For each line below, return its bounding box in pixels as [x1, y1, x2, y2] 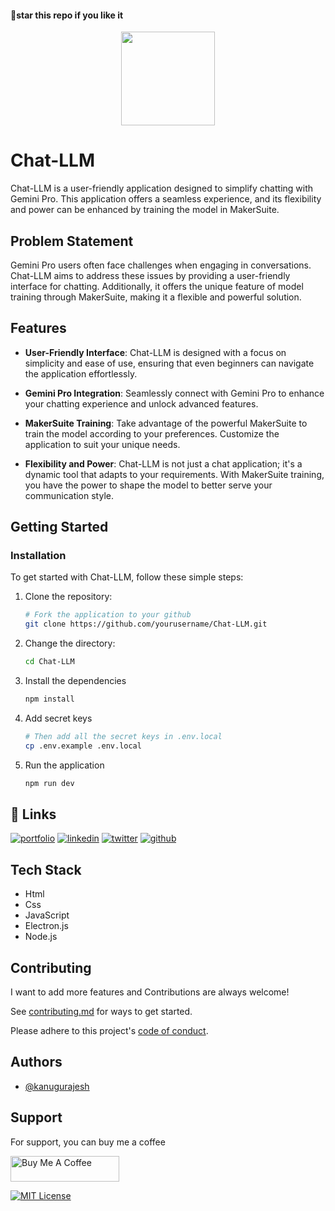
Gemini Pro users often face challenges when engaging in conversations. [10, 259, 312, 271]
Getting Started [10, 519, 109, 536]
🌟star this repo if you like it [10, 9, 124, 21]
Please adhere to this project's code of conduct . [10, 1025, 209, 1037]
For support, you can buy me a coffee [10, 1136, 166, 1148]
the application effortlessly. [24, 367, 138, 380]
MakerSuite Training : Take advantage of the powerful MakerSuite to [24, 417, 308, 429]
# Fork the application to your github [24, 610, 192, 620]
